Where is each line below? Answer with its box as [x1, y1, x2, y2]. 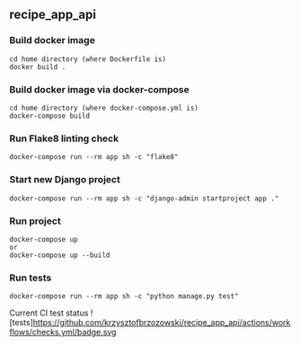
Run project [9, 215, 61, 227]
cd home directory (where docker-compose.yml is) [9, 103, 199, 112]
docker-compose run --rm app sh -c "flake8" [9, 153, 179, 162]
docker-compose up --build [9, 251, 110, 260]
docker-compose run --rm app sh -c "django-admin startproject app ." [9, 193, 279, 203]
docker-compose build [9, 111, 91, 120]
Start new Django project [9, 173, 121, 186]
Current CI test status [9, 307, 89, 318]
